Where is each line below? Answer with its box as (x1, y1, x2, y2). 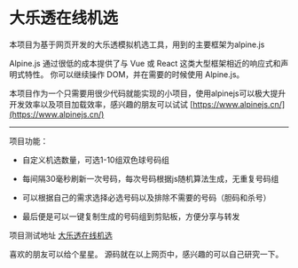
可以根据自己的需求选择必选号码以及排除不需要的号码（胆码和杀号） (21, 192, 271, 202)
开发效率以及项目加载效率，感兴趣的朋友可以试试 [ (9, 99, 193, 109)
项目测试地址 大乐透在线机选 (9, 230, 113, 240)
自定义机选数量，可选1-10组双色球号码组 (21, 154, 170, 165)
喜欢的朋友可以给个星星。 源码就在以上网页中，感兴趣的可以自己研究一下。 (9, 248, 284, 259)
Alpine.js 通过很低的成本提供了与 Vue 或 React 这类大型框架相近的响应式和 (9, 58, 281, 68)
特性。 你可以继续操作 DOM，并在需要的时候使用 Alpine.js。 (24, 68, 245, 80)
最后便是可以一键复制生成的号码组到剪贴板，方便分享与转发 (21, 210, 240, 222)
